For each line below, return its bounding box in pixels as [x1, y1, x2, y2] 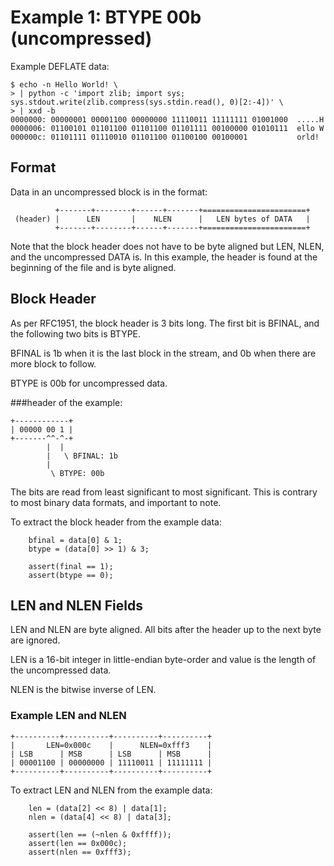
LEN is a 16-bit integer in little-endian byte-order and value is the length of [10, 654, 317, 666]
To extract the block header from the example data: [10, 516, 223, 528]
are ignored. [10, 634, 61, 646]
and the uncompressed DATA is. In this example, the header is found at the [10, 251, 318, 263]
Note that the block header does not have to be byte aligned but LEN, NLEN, [10, 240, 325, 252]
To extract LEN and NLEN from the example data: [10, 784, 213, 796]
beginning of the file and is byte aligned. [10, 261, 177, 273]
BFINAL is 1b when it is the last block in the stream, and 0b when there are [10, 347, 317, 359]
